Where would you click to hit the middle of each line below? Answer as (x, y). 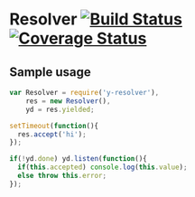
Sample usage (51, 72)
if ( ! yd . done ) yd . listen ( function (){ (78, 159)
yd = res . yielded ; (60, 109)
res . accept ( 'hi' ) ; (52, 134)
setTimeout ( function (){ (54, 126)
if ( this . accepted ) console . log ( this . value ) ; (102, 167)
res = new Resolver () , (68, 101)
